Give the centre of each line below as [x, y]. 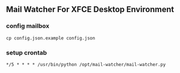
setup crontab [27, 53]
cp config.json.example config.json [51, 38]
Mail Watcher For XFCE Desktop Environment [90, 10]
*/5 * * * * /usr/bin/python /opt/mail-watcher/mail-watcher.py [86, 64]
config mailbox [28, 26]
